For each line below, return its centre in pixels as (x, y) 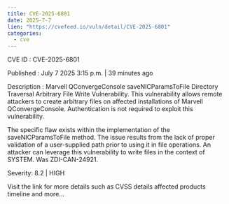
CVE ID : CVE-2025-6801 (43, 59)
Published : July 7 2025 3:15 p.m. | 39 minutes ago (80, 73)
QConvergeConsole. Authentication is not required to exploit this (100, 109)
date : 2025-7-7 (29, 20)
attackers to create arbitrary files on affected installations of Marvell (105, 101)
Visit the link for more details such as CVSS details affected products (106, 187)
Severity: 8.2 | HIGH (36, 173)
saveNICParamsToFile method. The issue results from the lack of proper (111, 138)
